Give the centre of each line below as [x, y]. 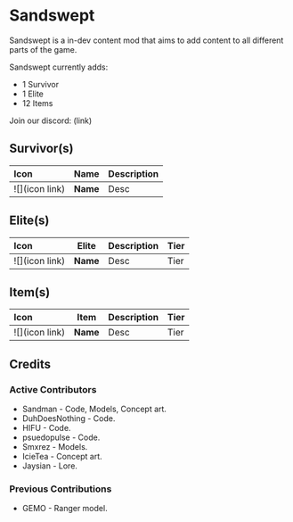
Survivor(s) [41, 149]
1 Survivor [41, 84]
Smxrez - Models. [55, 447]
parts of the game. [43, 49]
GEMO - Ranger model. [65, 509]
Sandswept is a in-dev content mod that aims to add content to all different [146, 40]
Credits [30, 364]
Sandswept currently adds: [59, 67]
